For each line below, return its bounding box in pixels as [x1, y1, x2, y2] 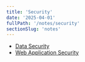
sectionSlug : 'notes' [6, 26, 61, 32]
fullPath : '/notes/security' [6, 20, 80, 26]
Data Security [15, 43, 50, 50]
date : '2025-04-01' [6, 15, 56, 21]
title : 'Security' [6, 9, 53, 15]
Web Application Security [15, 49, 79, 57]
